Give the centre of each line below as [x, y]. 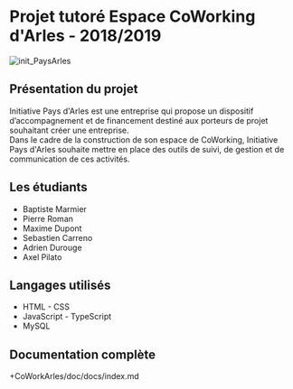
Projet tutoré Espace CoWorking [132, 17]
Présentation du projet [74, 89]
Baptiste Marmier [55, 208]
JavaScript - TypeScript [67, 317]
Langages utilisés [60, 285]
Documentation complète [83, 354]
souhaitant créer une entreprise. [69, 130]
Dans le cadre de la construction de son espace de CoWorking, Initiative [144, 139]
